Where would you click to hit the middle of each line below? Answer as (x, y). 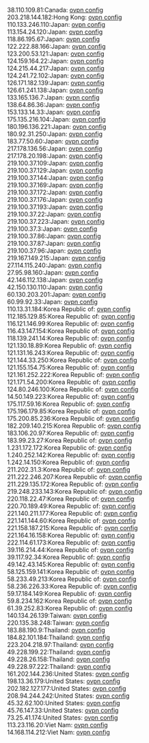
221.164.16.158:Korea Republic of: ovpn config (71, 535)
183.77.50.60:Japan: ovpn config (53, 141)
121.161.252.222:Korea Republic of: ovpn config (73, 375)
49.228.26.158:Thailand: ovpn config (59, 659)
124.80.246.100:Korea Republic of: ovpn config (73, 389)
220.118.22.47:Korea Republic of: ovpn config (71, 499)
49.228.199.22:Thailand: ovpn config (59, 652)
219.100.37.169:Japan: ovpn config (55, 185)
